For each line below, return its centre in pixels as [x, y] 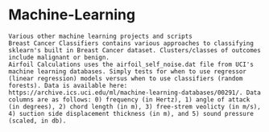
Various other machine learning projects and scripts [101, 36]
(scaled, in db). [37, 121]
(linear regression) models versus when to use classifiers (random [126, 78]
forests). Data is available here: [68, 85]
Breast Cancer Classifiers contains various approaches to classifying [131, 43]
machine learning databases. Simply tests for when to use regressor [128, 71]
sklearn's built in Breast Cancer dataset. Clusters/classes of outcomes [135, 50]
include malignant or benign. [59, 57]
